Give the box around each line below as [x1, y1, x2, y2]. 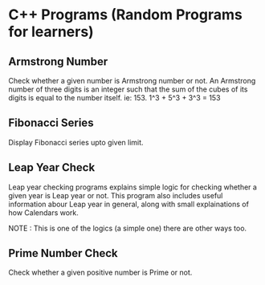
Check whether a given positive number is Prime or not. [8, 267, 193, 278]
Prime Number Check [8, 246, 118, 260]
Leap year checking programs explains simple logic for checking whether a [8, 182, 257, 192]
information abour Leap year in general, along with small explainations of [8, 199, 249, 209]
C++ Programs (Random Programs [8, 6, 243, 24]
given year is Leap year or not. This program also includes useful [8, 190, 223, 200]
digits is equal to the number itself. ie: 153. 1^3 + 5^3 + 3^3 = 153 [8, 93, 221, 102]
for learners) [8, 22, 94, 41]
